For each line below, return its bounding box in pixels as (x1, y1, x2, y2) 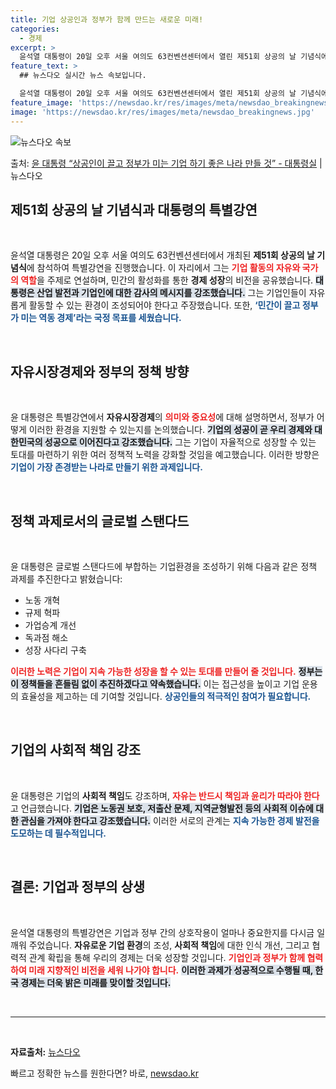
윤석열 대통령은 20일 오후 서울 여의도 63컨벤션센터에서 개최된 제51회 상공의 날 (10, 249, 315, 261)
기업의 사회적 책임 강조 (10, 742, 142, 759)
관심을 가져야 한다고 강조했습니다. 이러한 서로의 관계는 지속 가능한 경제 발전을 (20, 814, 320, 826)
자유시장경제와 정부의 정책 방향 (10, 363, 190, 380)
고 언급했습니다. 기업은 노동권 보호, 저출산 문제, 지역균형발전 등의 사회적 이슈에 (10, 802, 314, 814)
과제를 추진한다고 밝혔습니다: (10, 572, 123, 585)
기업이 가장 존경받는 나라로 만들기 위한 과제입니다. (10, 461, 203, 473)
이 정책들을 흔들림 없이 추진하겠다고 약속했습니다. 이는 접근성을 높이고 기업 (10, 677, 300, 690)
